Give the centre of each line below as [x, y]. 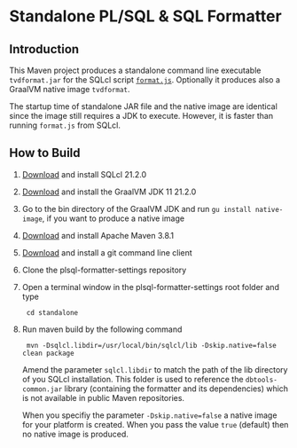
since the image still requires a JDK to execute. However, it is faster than [141, 116]
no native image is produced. [75, 434]
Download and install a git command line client [107, 252]
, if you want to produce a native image [113, 218]
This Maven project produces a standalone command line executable [135, 70]
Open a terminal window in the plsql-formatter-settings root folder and [150, 287]
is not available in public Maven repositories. [103, 397]
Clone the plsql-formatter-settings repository [104, 270]
